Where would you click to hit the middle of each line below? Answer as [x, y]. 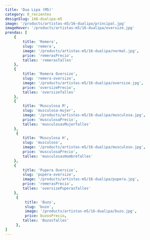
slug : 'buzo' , [39, 207]
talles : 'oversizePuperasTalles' [57, 188]
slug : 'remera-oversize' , [49, 78]
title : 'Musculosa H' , [46, 138]
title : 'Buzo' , [40, 202]
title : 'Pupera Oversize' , [50, 170]
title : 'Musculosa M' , [46, 106]
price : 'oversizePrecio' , [49, 87]
